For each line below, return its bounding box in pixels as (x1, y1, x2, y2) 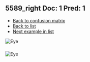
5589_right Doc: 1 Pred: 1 (5, 4, 85, 13)
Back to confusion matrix (12, 17, 65, 23)
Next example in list (12, 28, 54, 35)
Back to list (12, 23, 36, 29)
